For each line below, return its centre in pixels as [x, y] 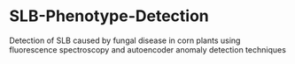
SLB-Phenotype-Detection [109, 16]
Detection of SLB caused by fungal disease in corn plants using [125, 40]
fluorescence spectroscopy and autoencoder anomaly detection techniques [147, 49]
